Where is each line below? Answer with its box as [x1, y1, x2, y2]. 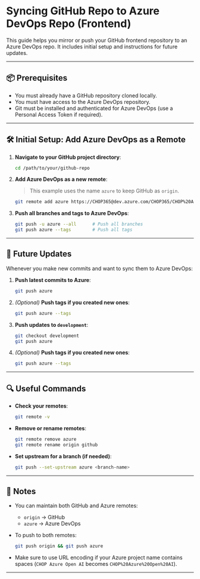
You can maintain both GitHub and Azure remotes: [14, 502, 138, 509]
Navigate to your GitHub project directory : [14, 154, 121, 161]
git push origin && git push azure [14, 543, 104, 549]
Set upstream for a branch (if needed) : [14, 452, 112, 459]
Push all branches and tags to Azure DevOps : [14, 210, 129, 217]
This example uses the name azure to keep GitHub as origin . [29, 187, 180, 195]
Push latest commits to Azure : [14, 276, 91, 283]
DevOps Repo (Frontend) [6, 17, 132, 30]
